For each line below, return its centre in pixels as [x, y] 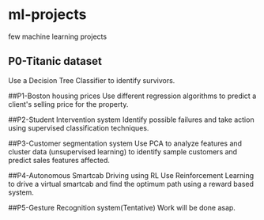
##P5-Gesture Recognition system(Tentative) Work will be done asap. [122, 207]
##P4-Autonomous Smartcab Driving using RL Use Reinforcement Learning [131, 175]
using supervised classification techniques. [79, 127]
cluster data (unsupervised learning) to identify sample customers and [123, 151]
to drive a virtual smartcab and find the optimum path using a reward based [131, 184]
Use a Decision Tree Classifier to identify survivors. [92, 80]
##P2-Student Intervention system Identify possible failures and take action [131, 119]
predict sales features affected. [59, 160]
